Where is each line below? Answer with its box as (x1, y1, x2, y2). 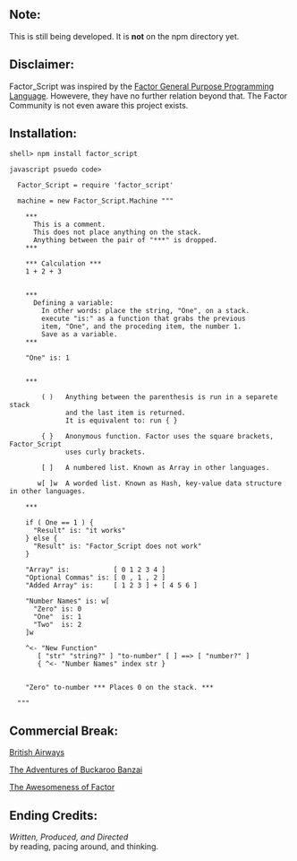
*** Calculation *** (25, 259, 102, 268)
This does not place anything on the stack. (32, 228, 202, 237)
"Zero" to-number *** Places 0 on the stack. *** (25, 683, 215, 692)
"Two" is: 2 (32, 621, 82, 630)
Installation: (9, 126, 78, 142)
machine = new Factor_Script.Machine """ (17, 196, 174, 205)
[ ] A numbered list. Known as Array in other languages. (41, 464, 270, 473)
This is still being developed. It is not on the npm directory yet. (9, 30, 240, 41)
